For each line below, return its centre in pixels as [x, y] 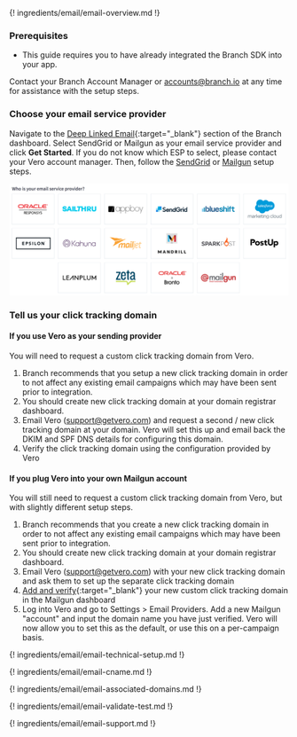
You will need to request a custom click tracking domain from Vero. [132, 356]
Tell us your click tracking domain [83, 315]
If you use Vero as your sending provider [86, 336]
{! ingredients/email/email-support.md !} [83, 724]
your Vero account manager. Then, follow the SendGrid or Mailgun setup [142, 161]
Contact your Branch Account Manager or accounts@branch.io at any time [146, 82]
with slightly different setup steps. [71, 507]
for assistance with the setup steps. [74, 91]
